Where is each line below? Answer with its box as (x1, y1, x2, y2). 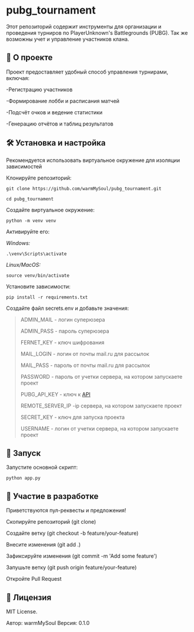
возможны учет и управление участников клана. (6, 35, 129, 42)
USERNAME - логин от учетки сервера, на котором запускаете (20, 425, 179, 432)
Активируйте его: (6, 228, 50, 235)
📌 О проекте (6, 52, 53, 62)
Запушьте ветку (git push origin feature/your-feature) (6, 564, 137, 571)
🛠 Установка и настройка (6, 138, 106, 148)
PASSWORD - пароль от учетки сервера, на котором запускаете (20, 373, 183, 380)
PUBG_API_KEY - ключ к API (20, 391, 91, 398)
